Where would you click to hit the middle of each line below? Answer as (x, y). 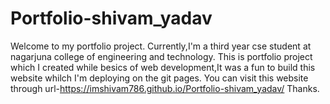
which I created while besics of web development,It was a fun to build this (163, 67)
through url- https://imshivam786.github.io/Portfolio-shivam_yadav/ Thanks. (165, 88)
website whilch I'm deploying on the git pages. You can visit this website (159, 78)
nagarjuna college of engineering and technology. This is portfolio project (161, 56)
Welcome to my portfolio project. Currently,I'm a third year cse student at (161, 46)
